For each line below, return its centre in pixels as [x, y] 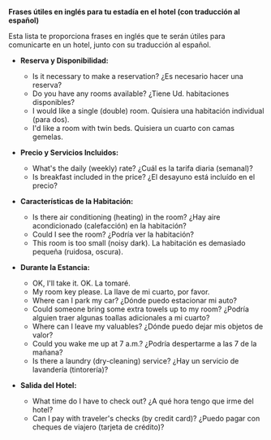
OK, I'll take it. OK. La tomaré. [82, 283]
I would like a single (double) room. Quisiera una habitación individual [148, 111]
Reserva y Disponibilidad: [65, 61]
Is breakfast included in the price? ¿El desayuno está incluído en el [144, 177]
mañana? [47, 352]
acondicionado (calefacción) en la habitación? [109, 226]
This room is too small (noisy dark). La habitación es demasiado [139, 243]
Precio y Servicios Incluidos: [69, 152]
